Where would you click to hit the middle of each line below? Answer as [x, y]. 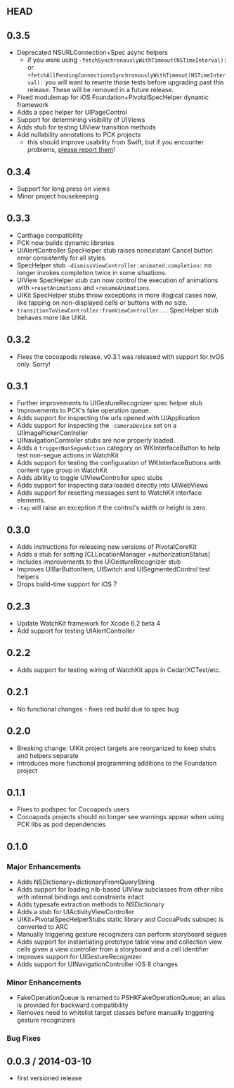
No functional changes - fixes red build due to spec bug [98, 709]
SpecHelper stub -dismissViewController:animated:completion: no [114, 265]
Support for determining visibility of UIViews [81, 120]
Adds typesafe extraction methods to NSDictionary [90, 904]
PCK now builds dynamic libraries [65, 243]
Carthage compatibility [50, 235]
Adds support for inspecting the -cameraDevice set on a [97, 426]
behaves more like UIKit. [52, 317]
